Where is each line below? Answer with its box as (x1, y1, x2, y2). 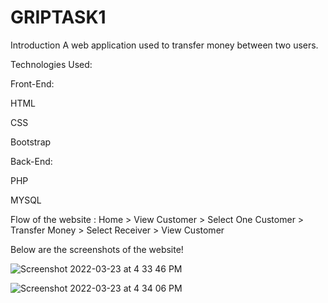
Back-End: (10, 155, 53, 167)
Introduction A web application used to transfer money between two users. (10, 39, 319, 51)
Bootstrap (10, 136, 52, 148)
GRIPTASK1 (10, 6, 107, 29)
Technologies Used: (10, 58, 93, 70)
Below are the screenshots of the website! (10, 243, 184, 255)
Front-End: (10, 77, 55, 90)
